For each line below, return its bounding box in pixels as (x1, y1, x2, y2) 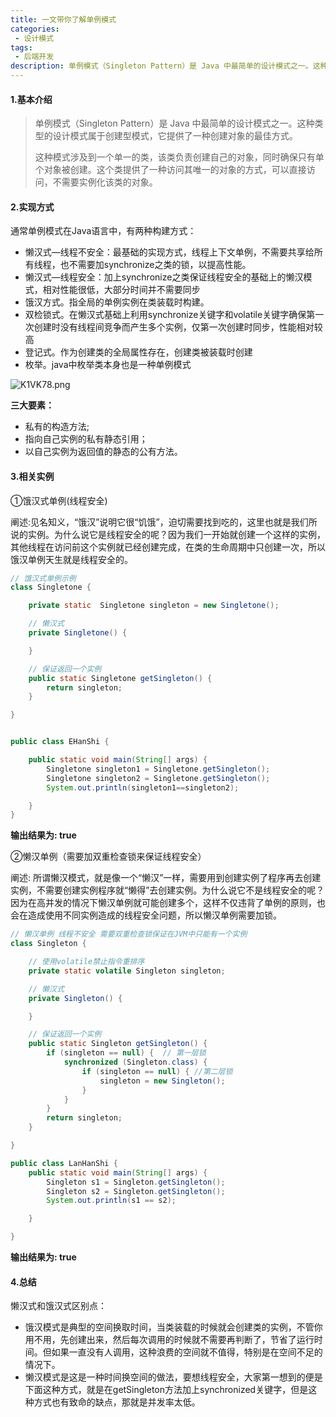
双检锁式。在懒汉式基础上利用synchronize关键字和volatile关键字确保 (24, 309, 307, 321)
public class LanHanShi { (10, 1158, 118, 1168)
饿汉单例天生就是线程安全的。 (10, 553, 133, 565)
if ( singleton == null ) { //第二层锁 (81, 1066, 233, 1076)
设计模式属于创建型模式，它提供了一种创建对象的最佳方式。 (52, 130, 298, 142)
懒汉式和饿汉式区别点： (10, 1300, 107, 1312)
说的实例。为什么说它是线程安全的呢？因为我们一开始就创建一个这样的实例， (10, 528, 326, 540)
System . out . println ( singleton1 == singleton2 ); (46, 782, 240, 793)
